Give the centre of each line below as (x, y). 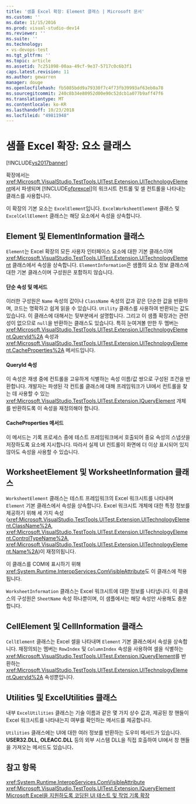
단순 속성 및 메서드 (27, 287)
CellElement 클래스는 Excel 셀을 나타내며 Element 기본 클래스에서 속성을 (89, 642)
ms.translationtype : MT (35, 99)
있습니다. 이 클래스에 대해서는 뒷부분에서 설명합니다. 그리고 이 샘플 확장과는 (92, 316)
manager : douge (25, 83)
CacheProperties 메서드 (35, 423)
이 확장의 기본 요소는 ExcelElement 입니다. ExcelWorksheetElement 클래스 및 (93, 209)
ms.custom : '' (23, 17)
